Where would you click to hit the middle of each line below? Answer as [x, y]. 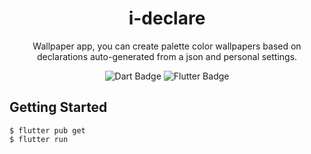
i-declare [167, 18]
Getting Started [58, 107]
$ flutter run [39, 139]
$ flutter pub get [47, 130]
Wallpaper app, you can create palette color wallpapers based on [167, 46]
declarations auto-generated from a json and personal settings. [167, 56]
